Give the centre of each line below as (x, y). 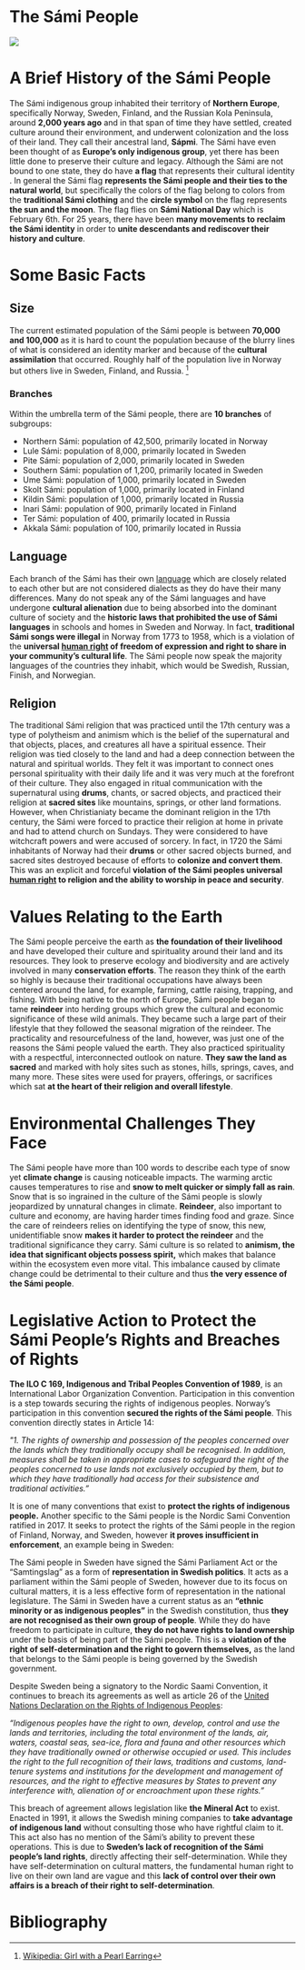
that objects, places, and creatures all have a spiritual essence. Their (138, 745)
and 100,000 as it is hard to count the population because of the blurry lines (152, 340)
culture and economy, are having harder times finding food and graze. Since (152, 1216)
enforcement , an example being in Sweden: (92, 1545)
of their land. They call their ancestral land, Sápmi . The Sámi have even (143, 142)
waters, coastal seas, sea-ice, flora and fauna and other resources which (148, 1743)
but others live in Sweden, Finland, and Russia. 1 (99, 370)
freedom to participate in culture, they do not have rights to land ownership (152, 1630)
